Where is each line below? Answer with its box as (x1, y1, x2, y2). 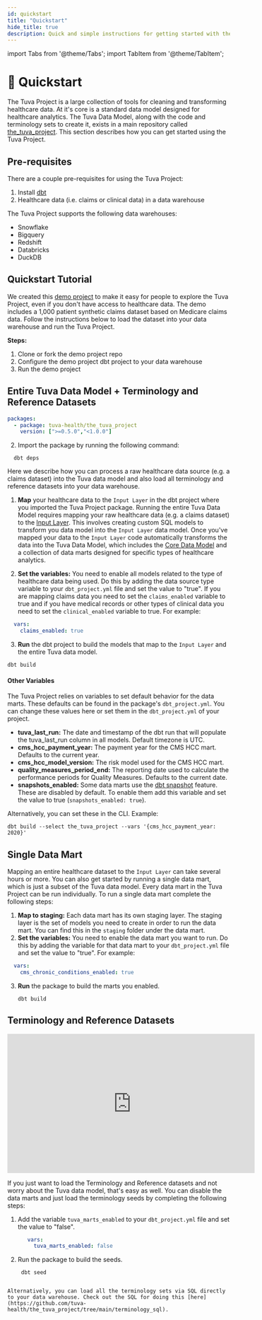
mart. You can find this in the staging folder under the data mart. (17, 926, 206, 935)
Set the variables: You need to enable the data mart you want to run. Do (17, 934, 228, 942)
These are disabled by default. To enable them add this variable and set (17, 788, 227, 797)
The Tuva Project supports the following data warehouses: (7, 209, 178, 218)
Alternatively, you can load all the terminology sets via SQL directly (7, 1287, 226, 1295)
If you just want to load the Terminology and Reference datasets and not (7, 1179, 218, 1187)
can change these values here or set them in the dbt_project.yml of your (7, 707, 220, 716)
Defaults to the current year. (17, 751, 100, 759)
